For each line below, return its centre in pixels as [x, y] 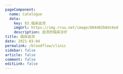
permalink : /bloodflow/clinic [36, 46]
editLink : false [21, 64]
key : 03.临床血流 [30, 23]
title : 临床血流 [20, 37]
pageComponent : [20, 9]
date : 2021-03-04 [23, 41]
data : [15, 18]
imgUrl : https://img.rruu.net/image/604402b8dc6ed [66, 28]
